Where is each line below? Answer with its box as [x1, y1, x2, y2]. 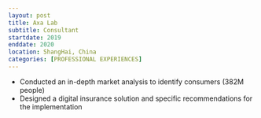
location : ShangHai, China [8, 48, 97, 56]
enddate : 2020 [8, 41, 55, 49]
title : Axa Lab [8, 19, 58, 27]
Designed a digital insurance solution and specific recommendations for [19, 94, 253, 103]
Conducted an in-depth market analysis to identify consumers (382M [19, 76, 244, 87]
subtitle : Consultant [8, 26, 79, 34]
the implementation [19, 101, 83, 111]
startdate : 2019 [8, 33, 61, 42]
